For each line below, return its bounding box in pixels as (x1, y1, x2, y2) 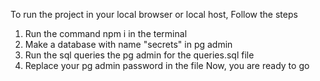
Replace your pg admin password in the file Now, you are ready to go (24, 60, 310, 71)
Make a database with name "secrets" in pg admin (24, 39, 233, 50)
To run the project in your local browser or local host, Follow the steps (10, 9, 298, 20)
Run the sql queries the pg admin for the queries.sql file (24, 49, 255, 61)
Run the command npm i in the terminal (24, 28, 188, 39)
